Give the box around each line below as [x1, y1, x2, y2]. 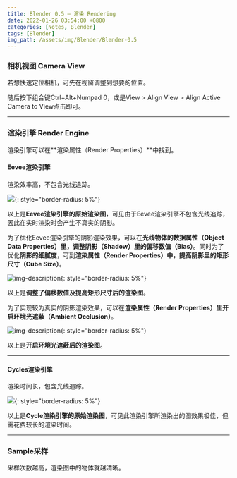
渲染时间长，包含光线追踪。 [7, 382, 88, 391]
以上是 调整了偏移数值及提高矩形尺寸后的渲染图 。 [7, 288, 150, 297]
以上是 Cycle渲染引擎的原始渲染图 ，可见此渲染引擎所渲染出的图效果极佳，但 [7, 412, 229, 420]
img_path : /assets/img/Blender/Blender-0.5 [7, 37, 138, 44]
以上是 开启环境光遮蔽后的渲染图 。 [7, 341, 107, 349]
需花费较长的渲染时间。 [7, 420, 75, 429]
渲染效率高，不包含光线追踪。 [7, 180, 94, 188]
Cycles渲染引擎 [7, 364, 53, 374]
